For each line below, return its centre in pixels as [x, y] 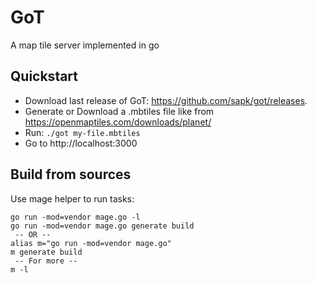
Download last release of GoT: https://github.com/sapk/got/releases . [166, 100]
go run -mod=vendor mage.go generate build [102, 226]
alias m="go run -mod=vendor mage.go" [91, 243]
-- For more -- [46, 261]
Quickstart [44, 76]
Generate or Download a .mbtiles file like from [119, 111]
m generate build [46, 252]
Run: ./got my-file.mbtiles [82, 132]
